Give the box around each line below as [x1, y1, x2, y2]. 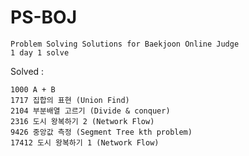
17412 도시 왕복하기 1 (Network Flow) [10, 137, 160, 148]
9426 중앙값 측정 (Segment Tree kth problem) [10, 127, 193, 137]
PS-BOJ [10, 6, 78, 29]
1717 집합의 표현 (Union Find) [10, 95, 130, 105]
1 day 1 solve [10, 47, 70, 58]
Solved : [10, 65, 45, 77]
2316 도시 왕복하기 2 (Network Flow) [10, 116, 155, 126]
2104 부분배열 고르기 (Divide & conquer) [10, 106, 171, 116]
